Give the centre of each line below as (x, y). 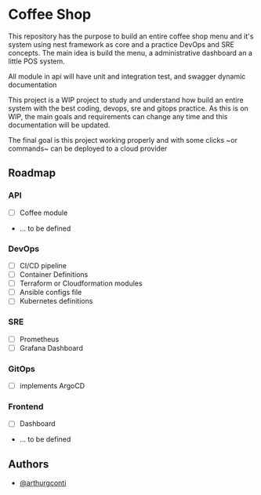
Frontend (26, 407)
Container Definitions (54, 275)
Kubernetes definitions (56, 301)
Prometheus (39, 339)
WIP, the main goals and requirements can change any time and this (118, 116)
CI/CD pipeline (43, 265)
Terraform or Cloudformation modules (81, 283)
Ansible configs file (51, 293)
